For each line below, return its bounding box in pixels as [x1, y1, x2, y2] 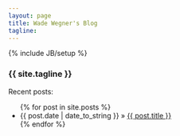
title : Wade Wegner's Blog [8, 19, 98, 27]
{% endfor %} [19, 119, 66, 129]
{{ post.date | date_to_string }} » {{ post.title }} [19, 110, 172, 120]
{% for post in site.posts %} [19, 102, 112, 112]
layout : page [8, 11, 52, 20]
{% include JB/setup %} [8, 49, 88, 58]
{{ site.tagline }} [8, 69, 72, 80]
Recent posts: [8, 86, 54, 96]
